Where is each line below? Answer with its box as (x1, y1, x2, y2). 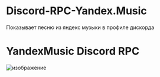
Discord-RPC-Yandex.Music (6, 4, 148, 18)
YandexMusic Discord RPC (6, 44, 140, 58)
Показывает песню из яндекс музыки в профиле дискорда (6, 24, 155, 31)
